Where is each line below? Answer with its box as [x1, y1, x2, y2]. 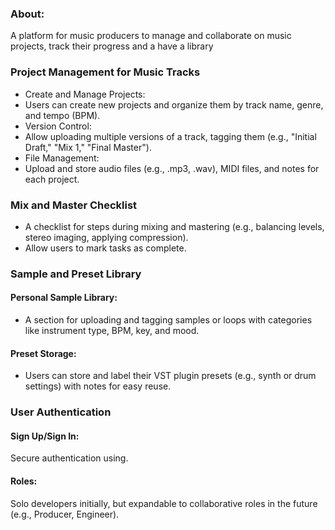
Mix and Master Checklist [10, 198, 138, 212]
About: [10, 7, 45, 21]
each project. [24, 173, 80, 185]
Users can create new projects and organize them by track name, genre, [24, 98, 324, 111]
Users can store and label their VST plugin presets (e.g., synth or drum [24, 370, 317, 382]
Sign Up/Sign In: [10, 430, 80, 442]
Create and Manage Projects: [24, 88, 146, 100]
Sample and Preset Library [10, 267, 142, 281]
